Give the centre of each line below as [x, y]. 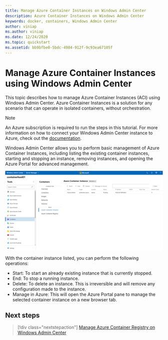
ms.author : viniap [24, 32]
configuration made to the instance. [49, 289]
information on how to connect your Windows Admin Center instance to [79, 133]
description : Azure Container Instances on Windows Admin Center [74, 16]
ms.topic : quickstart [28, 43]
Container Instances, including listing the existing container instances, [77, 153]
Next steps [22, 315]
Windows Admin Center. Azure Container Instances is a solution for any [79, 103]
